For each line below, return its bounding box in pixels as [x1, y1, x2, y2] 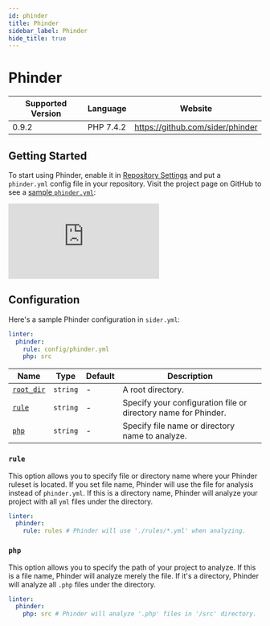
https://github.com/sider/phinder [134, 121, 258, 133]
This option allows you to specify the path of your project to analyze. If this [8, 562, 256, 572]
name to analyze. [122, 430, 187, 442]
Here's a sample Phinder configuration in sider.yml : [8, 315, 181, 324]
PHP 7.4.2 [87, 121, 127, 133]
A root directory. [122, 384, 185, 395]
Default [85, 371, 115, 382]
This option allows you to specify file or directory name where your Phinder [8, 471, 258, 480]
